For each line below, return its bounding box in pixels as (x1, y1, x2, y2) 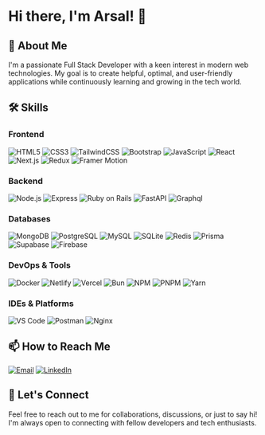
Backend (8, 175, 44, 186)
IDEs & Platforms (8, 298, 74, 309)
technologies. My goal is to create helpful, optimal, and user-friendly (8, 69, 233, 78)
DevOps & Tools (8, 260, 72, 271)
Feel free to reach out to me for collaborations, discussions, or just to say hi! (8, 410, 258, 419)
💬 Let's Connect (8, 388, 89, 402)
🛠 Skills (8, 101, 49, 115)
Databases (8, 213, 51, 224)
